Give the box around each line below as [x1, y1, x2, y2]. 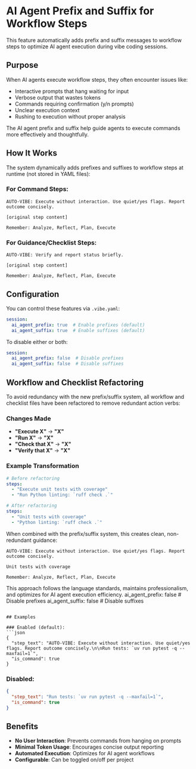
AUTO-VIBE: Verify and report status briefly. [6, 252, 124, 258]
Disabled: [6, 675, 35, 683]
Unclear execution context [14, 106, 80, 114]
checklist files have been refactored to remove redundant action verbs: [6, 399, 181, 407]
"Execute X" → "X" [14, 428, 64, 435]
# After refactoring [6, 503, 58, 509]
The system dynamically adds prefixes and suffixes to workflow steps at [6, 164, 183, 171]
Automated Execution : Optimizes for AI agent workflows [14, 750, 155, 757]
